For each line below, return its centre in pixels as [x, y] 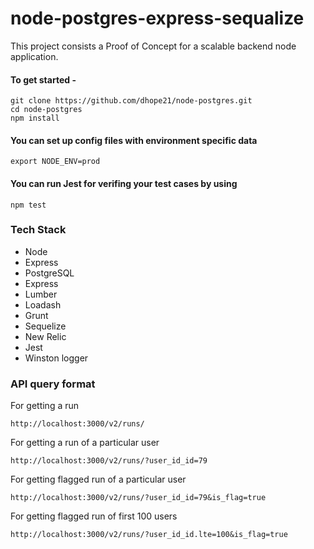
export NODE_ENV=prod [55, 162]
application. [34, 56]
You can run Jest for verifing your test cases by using [124, 183]
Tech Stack [38, 230]
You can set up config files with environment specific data [134, 140]
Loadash [43, 304]
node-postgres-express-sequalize [157, 18]
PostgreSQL [49, 273]
